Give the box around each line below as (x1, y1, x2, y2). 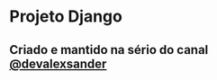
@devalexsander (9, 56, 107, 71)
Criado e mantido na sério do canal (9, 42, 209, 58)
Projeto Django (9, 6, 123, 27)
